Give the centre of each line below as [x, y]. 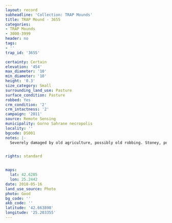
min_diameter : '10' [26, 76]
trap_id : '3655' [23, 53]
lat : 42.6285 [24, 175]
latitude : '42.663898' [29, 208]
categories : [18, 24]
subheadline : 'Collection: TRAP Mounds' [49, 15]
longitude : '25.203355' [31, 213]
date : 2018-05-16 [24, 184]
